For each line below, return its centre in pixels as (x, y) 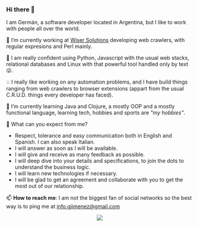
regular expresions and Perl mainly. (49, 46)
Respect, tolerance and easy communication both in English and (93, 136)
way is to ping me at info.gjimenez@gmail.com (63, 206)
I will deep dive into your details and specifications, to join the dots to (99, 161)
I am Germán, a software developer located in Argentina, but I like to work (96, 23)
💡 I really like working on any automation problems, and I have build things (97, 82)
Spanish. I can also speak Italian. (55, 142)
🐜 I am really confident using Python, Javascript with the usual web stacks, (98, 58)
